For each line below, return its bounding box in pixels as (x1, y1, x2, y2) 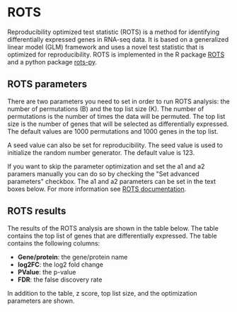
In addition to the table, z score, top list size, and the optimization (7, 289, 197, 297)
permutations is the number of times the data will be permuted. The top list (7, 112, 226, 120)
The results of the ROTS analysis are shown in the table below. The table (7, 224, 219, 232)
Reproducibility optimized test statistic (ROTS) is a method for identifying (7, 28, 220, 36)
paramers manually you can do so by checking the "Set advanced (7, 169, 200, 178)
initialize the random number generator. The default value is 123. (7, 148, 195, 156)
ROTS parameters (7, 79, 88, 91)
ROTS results (7, 205, 67, 217)
